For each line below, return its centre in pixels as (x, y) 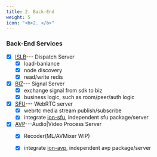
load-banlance (41, 63)
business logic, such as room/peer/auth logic (79, 97)
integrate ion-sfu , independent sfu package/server (86, 118)
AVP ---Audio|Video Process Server (58, 124)
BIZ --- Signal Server (40, 84)
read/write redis (43, 77)
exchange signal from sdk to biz (63, 90)
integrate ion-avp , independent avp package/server (87, 148)
